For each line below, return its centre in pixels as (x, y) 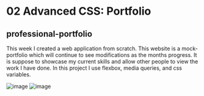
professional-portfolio (49, 34)
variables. (19, 74)
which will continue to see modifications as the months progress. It (113, 55)
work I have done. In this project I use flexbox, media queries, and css (94, 68)
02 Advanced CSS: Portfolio (79, 11)
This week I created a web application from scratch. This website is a (93, 48)
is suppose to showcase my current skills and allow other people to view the (102, 61)
